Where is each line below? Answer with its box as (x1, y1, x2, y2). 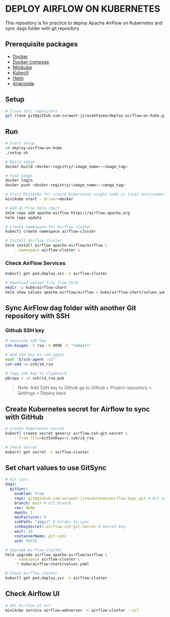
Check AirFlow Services (5, 259, 66, 266)
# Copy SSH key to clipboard (5, 371, 67, 376)
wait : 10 (14, 529, 33, 534)
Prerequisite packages (5, 40, 78, 49)
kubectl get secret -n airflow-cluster (5, 450, 90, 455)
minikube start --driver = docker (5, 196, 73, 201)
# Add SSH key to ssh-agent (5, 352, 65, 358)
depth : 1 (14, 510, 33, 515)
